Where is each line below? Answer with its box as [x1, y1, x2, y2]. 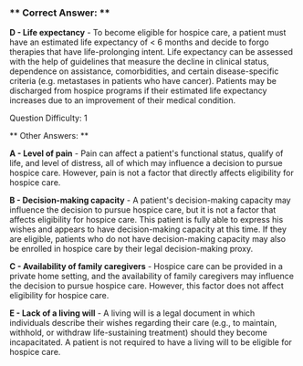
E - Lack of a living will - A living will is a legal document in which [9, 308, 256, 319]
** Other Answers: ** [9, 131, 89, 141]
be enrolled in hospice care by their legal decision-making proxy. [9, 244, 254, 255]
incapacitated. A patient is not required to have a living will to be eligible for [9, 337, 292, 348]
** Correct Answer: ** [9, 6, 110, 19]
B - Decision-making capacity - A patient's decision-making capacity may [9, 194, 291, 206]
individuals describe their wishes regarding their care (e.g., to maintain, [9, 318, 277, 329]
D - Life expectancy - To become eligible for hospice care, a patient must [9, 27, 287, 38]
